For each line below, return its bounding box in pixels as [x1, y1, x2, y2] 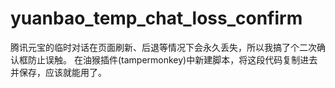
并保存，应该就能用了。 [10, 66, 107, 78]
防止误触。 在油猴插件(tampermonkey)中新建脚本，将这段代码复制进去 [27, 53, 318, 66]
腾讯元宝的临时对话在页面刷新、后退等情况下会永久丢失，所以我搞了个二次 [10, 41, 317, 53]
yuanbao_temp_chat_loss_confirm [10, 7, 303, 30]
